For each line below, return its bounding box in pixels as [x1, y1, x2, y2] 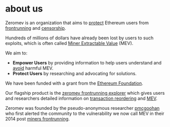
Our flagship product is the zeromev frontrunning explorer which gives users [5, 90, 165, 96]
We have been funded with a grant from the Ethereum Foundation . [5, 80, 143, 86]
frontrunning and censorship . [5, 25, 66, 31]
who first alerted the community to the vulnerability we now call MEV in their [5, 110, 164, 116]
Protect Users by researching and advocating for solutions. [12, 70, 137, 76]
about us [5, 3, 43, 15]
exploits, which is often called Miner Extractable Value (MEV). [5, 40, 134, 46]
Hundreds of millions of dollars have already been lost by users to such [5, 35, 154, 41]
